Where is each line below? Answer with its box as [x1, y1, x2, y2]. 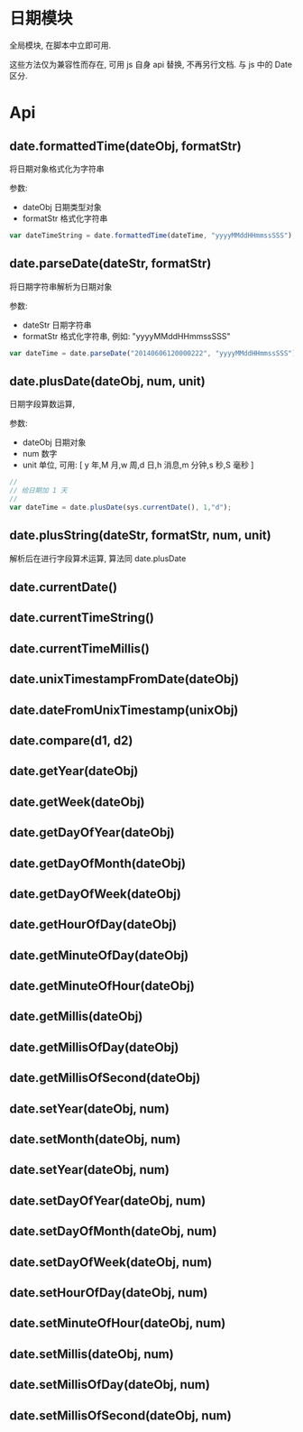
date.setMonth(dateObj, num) [9, 1132, 181, 1147]
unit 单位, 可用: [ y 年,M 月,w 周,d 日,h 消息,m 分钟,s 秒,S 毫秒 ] [22, 459, 254, 470]
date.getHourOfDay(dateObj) [9, 917, 178, 932]
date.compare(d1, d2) [9, 733, 133, 748]
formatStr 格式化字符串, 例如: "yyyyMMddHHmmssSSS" [22, 330, 231, 341]
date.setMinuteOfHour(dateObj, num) [9, 1316, 226, 1331]
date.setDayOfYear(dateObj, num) [9, 1193, 207, 1208]
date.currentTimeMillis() [9, 641, 151, 656]
